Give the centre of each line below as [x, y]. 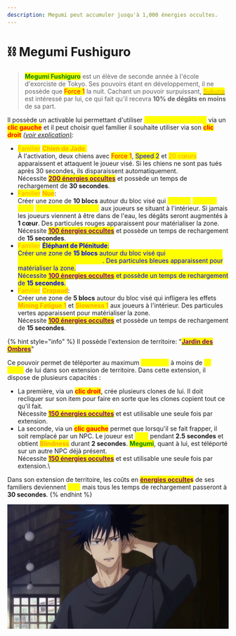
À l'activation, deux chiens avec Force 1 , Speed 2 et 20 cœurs [107, 155]
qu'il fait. [30, 406]
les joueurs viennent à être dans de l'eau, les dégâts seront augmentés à [123, 215]
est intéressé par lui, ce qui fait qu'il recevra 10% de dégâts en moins [125, 98]
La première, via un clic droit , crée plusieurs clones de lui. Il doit [110, 391]
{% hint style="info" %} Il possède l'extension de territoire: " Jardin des [110, 341]
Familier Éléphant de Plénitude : [64, 246]
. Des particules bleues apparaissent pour [163, 260]
